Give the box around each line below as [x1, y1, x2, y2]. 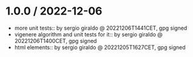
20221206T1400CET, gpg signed [14, 37, 97, 44]
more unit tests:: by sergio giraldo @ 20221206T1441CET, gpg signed [14, 24, 188, 32]
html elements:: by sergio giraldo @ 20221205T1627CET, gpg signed [14, 44, 186, 51]
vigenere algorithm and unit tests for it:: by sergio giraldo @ [14, 30, 163, 38]
